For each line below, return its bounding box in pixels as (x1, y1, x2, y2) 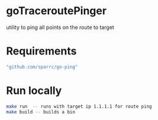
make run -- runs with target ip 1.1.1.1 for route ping (6, 103, 152, 109)
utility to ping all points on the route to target (6, 24, 114, 31)
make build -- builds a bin (6, 109, 76, 115)
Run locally (6, 84, 62, 97)
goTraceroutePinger (6, 4, 107, 18)
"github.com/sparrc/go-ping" (6, 64, 78, 70)
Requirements (6, 44, 77, 58)
